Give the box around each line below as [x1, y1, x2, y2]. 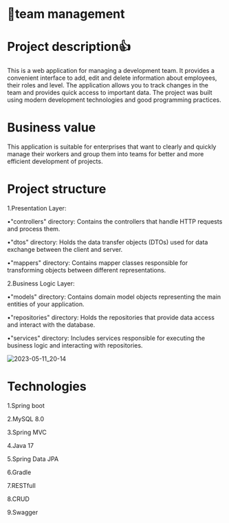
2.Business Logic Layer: [7, 279, 75, 288]
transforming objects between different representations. [7, 266, 166, 274]
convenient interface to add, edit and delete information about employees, [7, 74, 217, 82]
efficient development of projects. [7, 158, 103, 166]
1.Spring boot [7, 401, 45, 409]
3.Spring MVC [7, 428, 47, 436]
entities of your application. [7, 300, 85, 308]
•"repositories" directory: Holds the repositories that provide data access [7, 313, 215, 321]
